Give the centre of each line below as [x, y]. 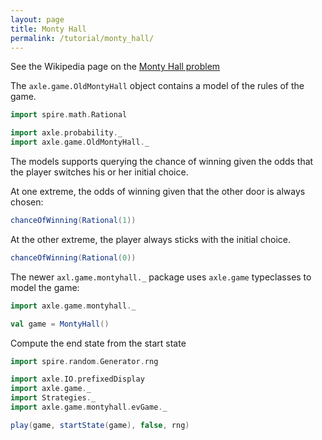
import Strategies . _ [53, 398]
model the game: [45, 287]
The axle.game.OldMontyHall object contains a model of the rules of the [157, 86]
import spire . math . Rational [69, 115]
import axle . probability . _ [66, 133]
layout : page [37, 19]
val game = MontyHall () [60, 324]
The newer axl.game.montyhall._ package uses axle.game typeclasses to [161, 277]
